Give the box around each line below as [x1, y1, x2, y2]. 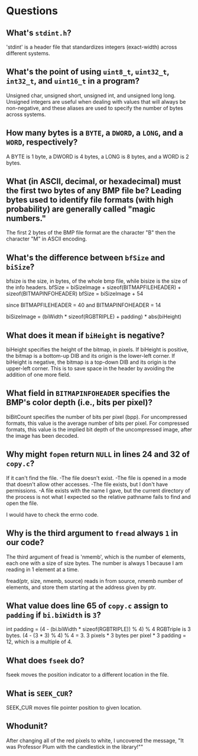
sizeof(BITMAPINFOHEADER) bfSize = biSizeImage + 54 [6, 290, 144, 297]
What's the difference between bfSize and [6, 252, 165, 262]
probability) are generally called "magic [6, 204, 155, 214]
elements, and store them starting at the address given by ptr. [6, 584, 157, 591]
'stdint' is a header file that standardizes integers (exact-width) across [6, 43, 177, 50]
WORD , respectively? [6, 137, 78, 148]
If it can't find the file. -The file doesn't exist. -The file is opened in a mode [6, 474, 187, 481]
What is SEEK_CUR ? [6, 688, 73, 699]
